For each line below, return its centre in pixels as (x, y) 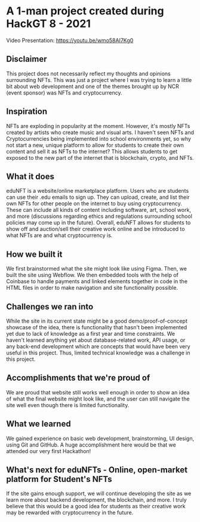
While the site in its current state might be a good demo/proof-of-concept (97, 321)
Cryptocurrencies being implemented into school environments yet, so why (99, 138)
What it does (30, 176)
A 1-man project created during (85, 11)
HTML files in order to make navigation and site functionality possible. (92, 288)
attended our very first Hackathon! (49, 451)
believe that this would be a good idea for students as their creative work (96, 506)
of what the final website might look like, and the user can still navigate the (98, 399)
